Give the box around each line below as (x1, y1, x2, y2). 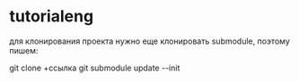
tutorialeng (9, 6, 94, 27)
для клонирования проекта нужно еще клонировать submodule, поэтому (9, 36, 290, 46)
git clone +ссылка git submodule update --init (9, 62, 180, 73)
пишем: (9, 45, 39, 55)
